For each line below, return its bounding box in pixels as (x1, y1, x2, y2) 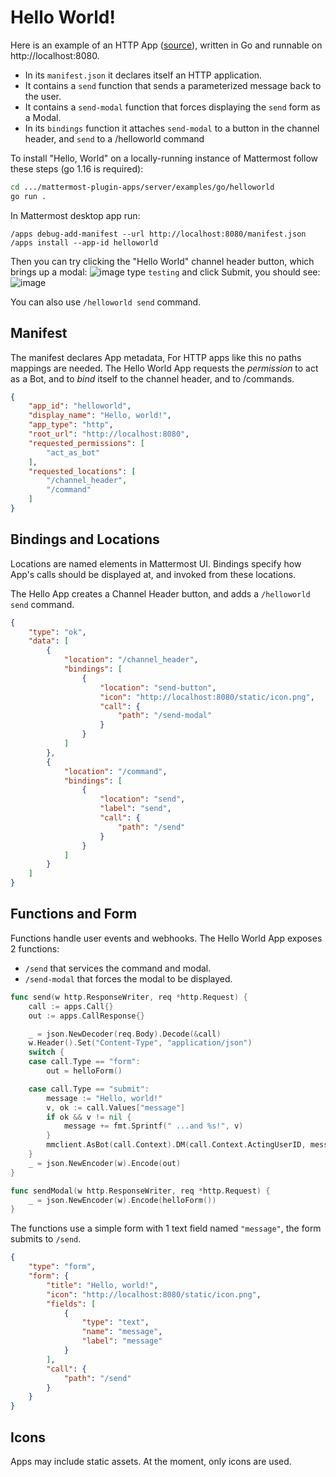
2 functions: (10, 942, 60, 955)
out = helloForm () (46, 1066, 123, 1076)
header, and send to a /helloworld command (24, 132, 205, 145)
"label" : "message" (81, 1336, 163, 1346)
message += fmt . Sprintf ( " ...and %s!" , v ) (63, 1121, 244, 1131)
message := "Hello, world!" (46, 1093, 163, 1103)
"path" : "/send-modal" (117, 711, 213, 721)
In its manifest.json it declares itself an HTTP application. (24, 69, 263, 81)
